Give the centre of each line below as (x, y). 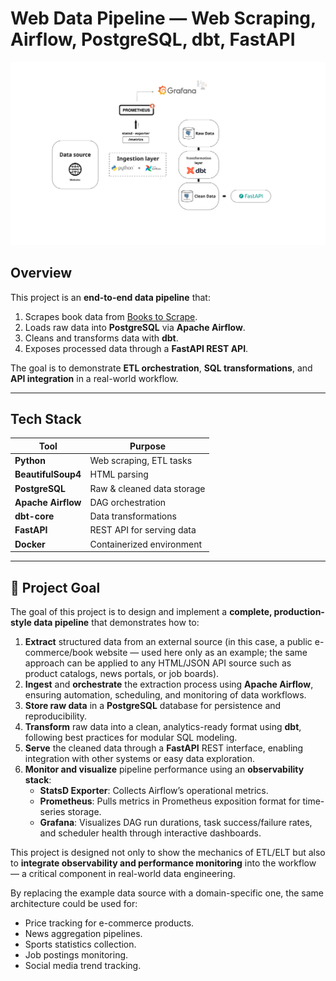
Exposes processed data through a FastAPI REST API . (136, 348)
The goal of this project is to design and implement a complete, (141, 611)
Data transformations (133, 516)
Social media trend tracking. (83, 965)
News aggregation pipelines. (83, 933)
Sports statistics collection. (80, 944)
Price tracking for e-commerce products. (109, 923)
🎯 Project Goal (55, 587)
